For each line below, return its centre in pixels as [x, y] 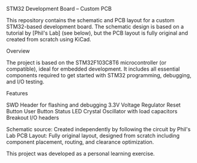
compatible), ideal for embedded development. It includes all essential [93, 69]
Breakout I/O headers [33, 117]
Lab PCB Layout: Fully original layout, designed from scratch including [93, 135]
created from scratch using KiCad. [49, 39]
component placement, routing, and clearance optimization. [80, 142]
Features [17, 93]
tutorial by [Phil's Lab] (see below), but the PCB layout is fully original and [97, 33]
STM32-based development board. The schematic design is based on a [95, 27]
